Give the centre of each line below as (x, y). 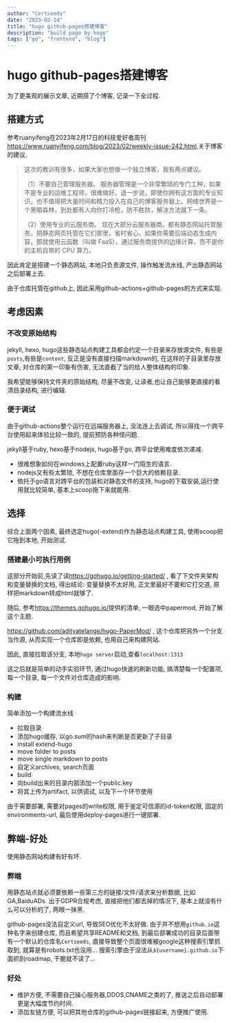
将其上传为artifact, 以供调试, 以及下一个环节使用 (85, 792)
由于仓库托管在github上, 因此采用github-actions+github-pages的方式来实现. (114, 288)
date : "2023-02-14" (35, 20)
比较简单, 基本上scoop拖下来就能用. (80, 489)
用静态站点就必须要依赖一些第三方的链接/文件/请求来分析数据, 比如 (101, 892)
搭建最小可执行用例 (39, 559)
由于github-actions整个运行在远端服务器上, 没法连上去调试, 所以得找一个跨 (112, 426)
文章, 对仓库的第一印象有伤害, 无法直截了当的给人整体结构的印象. (99, 366)
